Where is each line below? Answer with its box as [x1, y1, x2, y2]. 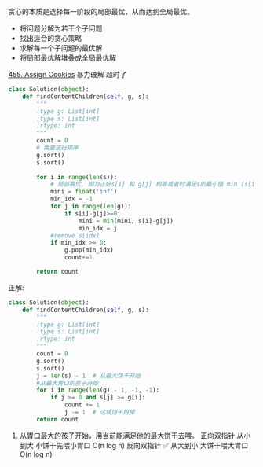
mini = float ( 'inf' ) [49, 188, 118, 196]
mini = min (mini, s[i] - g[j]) [78, 217, 174, 225]
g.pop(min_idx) [64, 246, 114, 254]
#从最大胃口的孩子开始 [36, 379, 99, 387]
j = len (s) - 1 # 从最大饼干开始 [36, 372, 141, 380]
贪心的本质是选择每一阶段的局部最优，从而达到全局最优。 [8, 7, 194, 16]
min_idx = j [78, 224, 118, 232]
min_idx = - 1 [49, 195, 93, 203]
